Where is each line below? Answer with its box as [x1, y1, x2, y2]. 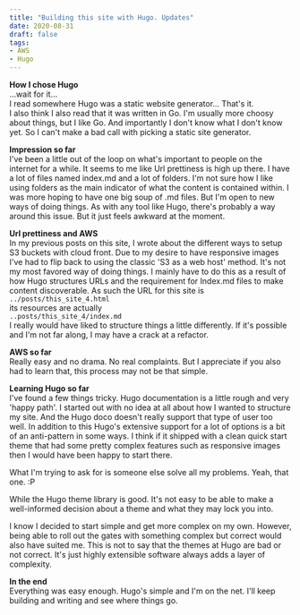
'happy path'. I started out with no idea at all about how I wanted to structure [9, 402, 291, 413]
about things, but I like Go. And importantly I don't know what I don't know [9, 117, 283, 128]
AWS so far [9, 346, 52, 357]
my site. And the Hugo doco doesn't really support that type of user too [9, 412, 273, 422]
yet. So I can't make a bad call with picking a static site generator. [9, 127, 252, 137]
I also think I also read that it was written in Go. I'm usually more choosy [9, 108, 274, 118]
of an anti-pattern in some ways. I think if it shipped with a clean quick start [9, 431, 287, 441]
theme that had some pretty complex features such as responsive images [9, 440, 280, 450]
